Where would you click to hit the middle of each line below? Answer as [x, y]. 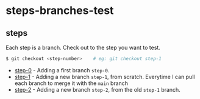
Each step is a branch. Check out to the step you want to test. [83, 47]
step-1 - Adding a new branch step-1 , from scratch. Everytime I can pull [105, 77]
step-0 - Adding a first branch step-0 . [62, 70]
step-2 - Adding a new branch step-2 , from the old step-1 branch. [97, 89]
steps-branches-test [60, 11]
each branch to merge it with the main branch [71, 83]
